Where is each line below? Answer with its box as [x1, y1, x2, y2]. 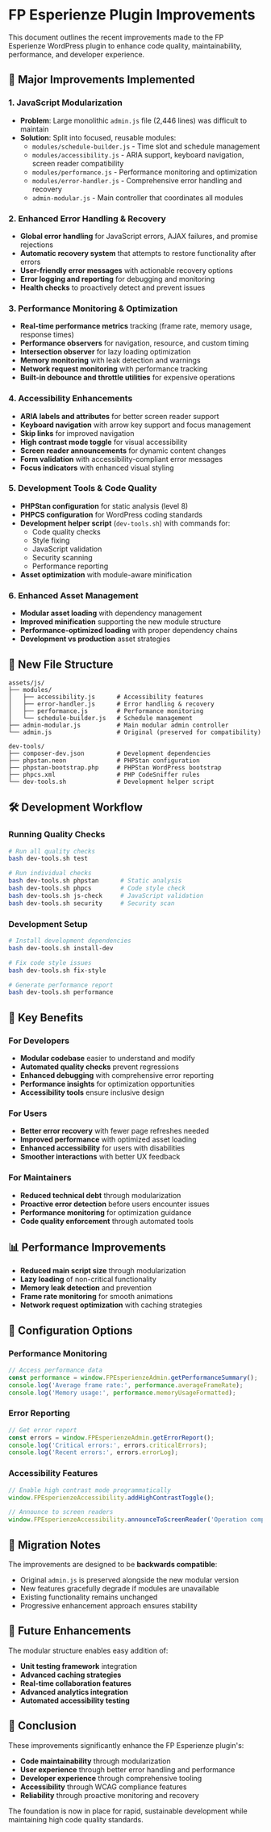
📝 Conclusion [8, 1719, 77, 1733]
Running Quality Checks [8, 829, 106, 841]
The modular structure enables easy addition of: [8, 1645, 169, 1655]
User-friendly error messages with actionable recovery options [19, 265, 234, 275]
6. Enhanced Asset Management [8, 589, 139, 601]
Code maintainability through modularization [19, 1756, 171, 1766]
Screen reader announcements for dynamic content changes [19, 446, 227, 455]
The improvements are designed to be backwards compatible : [8, 1559, 218, 1569]
